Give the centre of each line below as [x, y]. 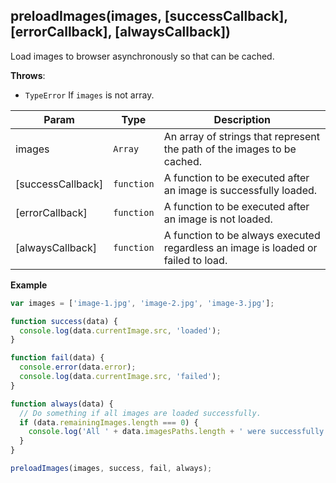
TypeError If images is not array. [89, 95]
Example [29, 285]
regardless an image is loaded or [240, 247]
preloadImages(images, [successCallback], [149, 16]
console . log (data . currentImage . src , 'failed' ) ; [120, 377]
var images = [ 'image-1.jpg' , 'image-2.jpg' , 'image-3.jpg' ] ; [142, 303]
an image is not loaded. [218, 219]
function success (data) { [64, 321]
